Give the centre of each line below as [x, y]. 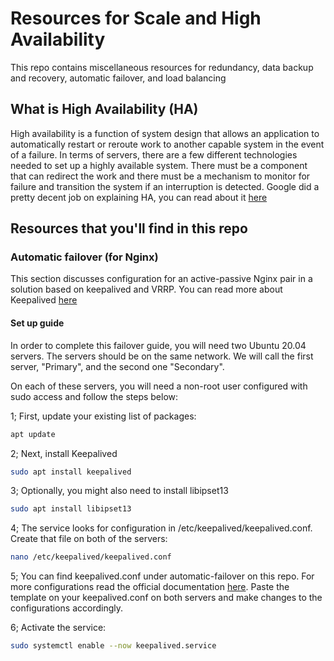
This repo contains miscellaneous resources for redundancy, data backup [162, 67]
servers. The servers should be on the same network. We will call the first [162, 356]
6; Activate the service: [58, 628]
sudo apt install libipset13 [71, 509]
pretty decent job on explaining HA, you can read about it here [139, 197]
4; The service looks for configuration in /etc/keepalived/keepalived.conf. [161, 528]
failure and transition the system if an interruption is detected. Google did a [165, 186]
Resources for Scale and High [136, 18]
